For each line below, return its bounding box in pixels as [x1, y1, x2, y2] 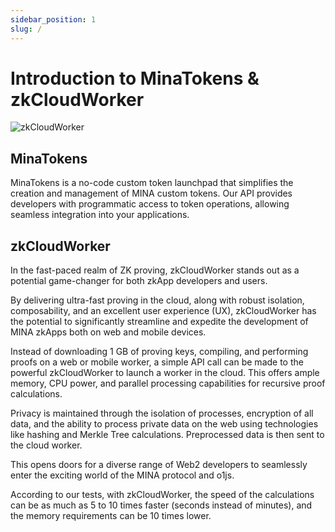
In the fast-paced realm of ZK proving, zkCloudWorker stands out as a [10, 264, 300, 276]
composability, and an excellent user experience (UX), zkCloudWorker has [10, 305, 317, 317]
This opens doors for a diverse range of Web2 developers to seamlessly [10, 459, 308, 471]
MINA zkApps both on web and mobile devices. [10, 326, 207, 338]
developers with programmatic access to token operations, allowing [10, 198, 290, 210]
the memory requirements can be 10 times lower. [10, 510, 212, 522]
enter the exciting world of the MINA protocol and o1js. [10, 469, 235, 481]
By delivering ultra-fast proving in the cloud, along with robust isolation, [10, 294, 305, 306]
